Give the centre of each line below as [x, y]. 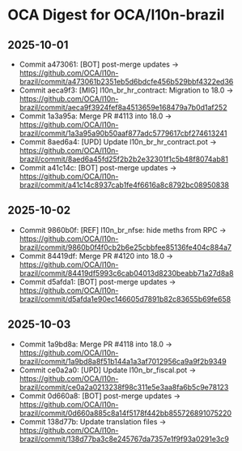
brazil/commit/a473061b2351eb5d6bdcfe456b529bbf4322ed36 [126, 82]
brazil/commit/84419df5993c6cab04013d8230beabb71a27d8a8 [126, 273]
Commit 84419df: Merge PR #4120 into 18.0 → [96, 256]
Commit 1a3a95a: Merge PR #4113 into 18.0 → [96, 116]
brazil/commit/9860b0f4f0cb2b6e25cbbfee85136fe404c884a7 [125, 247]
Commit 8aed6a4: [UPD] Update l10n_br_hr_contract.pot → [118, 142]
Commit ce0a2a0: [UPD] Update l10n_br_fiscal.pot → [107, 370]
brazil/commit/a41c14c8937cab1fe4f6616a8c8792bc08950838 [124, 185]
